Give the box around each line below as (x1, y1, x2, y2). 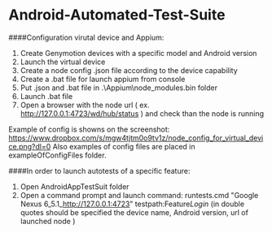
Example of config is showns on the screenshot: (8, 124, 170, 134)
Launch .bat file (20, 91, 73, 101)
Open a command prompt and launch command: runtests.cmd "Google (20, 190, 259, 200)
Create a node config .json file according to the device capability (20, 65, 238, 75)
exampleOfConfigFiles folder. (8, 150, 107, 160)
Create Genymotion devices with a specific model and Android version (20, 48, 257, 58)
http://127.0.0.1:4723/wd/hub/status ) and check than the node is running (20, 108, 265, 119)
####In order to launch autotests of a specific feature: (8, 166, 191, 175)
